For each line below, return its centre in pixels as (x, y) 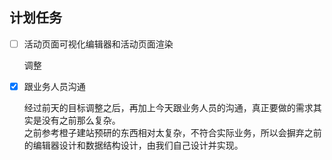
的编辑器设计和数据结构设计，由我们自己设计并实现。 (133, 145)
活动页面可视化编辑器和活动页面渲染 (98, 44)
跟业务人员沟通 (54, 86)
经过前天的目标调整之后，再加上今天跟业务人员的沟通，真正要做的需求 (168, 107)
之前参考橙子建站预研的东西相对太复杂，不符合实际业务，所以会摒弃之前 (172, 132)
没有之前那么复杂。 (81, 120)
